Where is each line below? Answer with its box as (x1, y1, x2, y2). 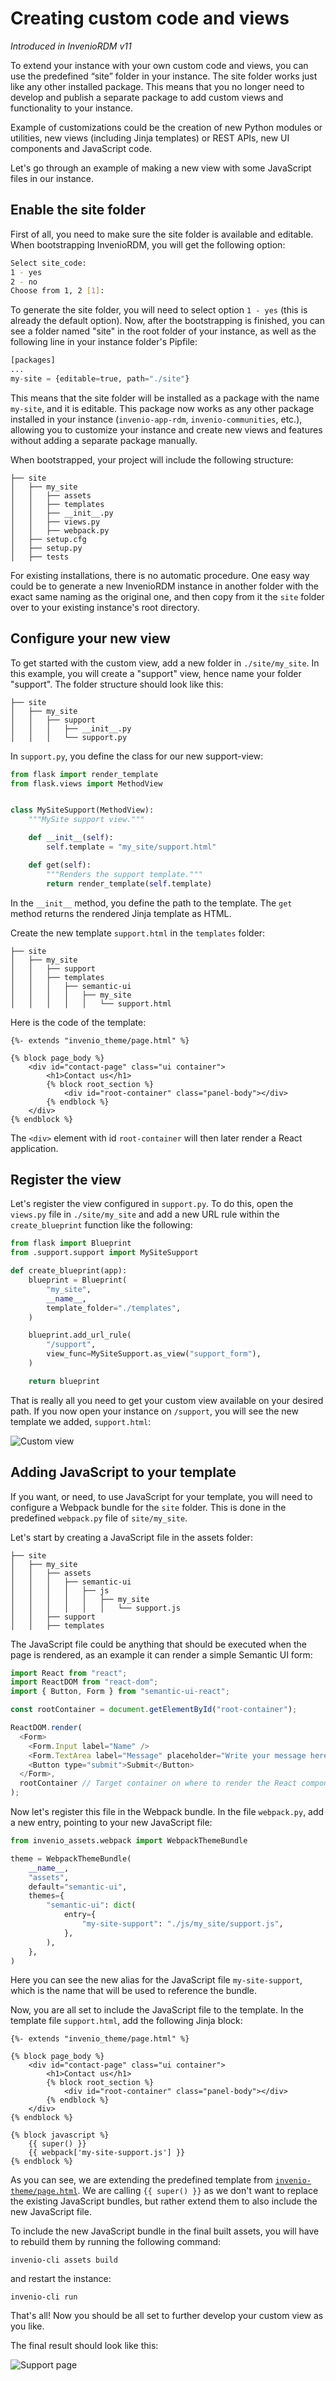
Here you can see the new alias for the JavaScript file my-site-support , (10, 1974, 303, 1986)
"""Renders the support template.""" (46, 869, 203, 879)
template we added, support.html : (10, 1415, 152, 1427)
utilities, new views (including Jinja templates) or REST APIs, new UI (10, 132, 290, 144)
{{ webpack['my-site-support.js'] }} (28, 2148, 186, 2158)
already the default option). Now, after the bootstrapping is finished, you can (10, 315, 325, 327)
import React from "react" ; (10, 1668, 128, 1678)
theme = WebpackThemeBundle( (10, 1853, 132, 1864)
